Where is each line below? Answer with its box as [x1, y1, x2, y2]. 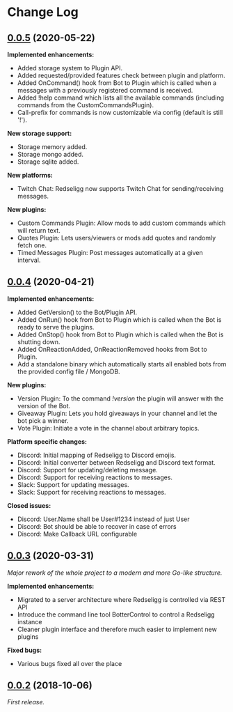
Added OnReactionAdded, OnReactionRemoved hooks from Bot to [17, 345, 207, 353]
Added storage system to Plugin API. [17, 64, 123, 72]
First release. [7, 698, 45, 706]
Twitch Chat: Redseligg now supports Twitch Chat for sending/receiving [17, 185, 224, 192]
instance [17, 617, 42, 626]
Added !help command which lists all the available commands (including [17, 93, 225, 102]
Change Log [7, 4, 79, 20]
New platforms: [7, 171, 54, 179]
